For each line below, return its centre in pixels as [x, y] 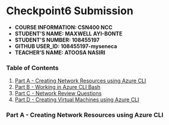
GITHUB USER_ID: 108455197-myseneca [66, 46]
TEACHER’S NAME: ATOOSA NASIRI [60, 52]
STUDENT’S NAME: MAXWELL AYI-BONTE [68, 33]
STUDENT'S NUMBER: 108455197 [57, 40]
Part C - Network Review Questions [58, 94]
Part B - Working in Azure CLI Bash [58, 87]
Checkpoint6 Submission [70, 11]
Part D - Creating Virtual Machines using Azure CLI [77, 100]
